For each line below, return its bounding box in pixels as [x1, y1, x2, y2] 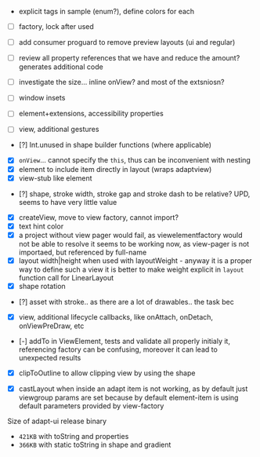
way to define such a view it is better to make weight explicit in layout [18, 265, 244, 274]
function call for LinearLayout [18, 272, 114, 282]
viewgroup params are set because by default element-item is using [18, 393, 239, 403]
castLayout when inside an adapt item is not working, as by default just [18, 384, 248, 393]
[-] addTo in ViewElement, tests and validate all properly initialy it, [18, 337, 230, 345]
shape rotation [18, 281, 66, 291]
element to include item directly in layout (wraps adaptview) [18, 164, 212, 174]
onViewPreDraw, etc [18, 321, 85, 331]
